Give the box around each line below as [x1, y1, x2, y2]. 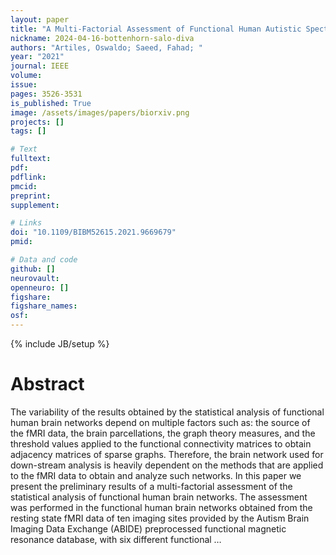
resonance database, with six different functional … [10, 533, 222, 545]
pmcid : [10, 181, 38, 191]
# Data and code [10, 255, 78, 265]
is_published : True [10, 98, 92, 108]
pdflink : [10, 172, 47, 182]
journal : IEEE [10, 61, 70, 71]
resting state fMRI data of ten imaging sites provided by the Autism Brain [10, 512, 310, 524]
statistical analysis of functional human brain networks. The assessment [10, 491, 308, 503]
